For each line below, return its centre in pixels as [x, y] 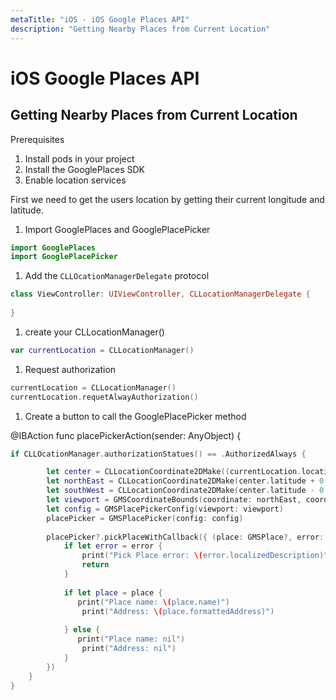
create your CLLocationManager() [94, 332]
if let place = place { [113, 592]
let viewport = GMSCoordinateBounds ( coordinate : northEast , [174, 500]
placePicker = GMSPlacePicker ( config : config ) [145, 518]
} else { [82, 630]
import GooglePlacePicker [64, 257]
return [95, 565]
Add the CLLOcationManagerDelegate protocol [117, 276]
